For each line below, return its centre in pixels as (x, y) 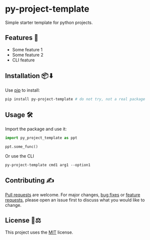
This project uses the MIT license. (39, 232)
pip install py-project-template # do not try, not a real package (75, 99)
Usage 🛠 (19, 115)
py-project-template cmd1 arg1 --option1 (48, 165)
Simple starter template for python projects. (49, 22)
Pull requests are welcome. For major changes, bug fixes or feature (73, 195)
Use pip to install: (22, 90)
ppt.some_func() (21, 147)
